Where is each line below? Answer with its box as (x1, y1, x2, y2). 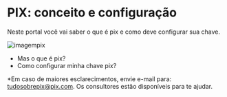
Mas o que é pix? (17, 54, 66, 63)
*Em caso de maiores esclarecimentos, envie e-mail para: (7, 74, 172, 83)
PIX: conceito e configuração (7, 5, 177, 21)
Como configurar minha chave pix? (17, 61, 117, 69)
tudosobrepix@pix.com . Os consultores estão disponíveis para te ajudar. (7, 82, 213, 90)
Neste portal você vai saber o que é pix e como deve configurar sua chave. (7, 28, 221, 36)
